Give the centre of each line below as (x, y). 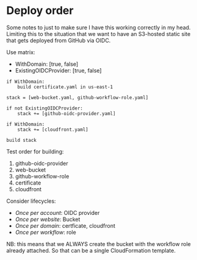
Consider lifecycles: (31, 201)
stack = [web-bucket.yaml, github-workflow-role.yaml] (77, 97)
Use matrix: (21, 52)
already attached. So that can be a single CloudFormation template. (91, 250)
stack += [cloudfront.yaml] (53, 129)
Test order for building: (35, 151)
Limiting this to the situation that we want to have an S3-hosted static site (99, 33)
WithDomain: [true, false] (47, 64)
